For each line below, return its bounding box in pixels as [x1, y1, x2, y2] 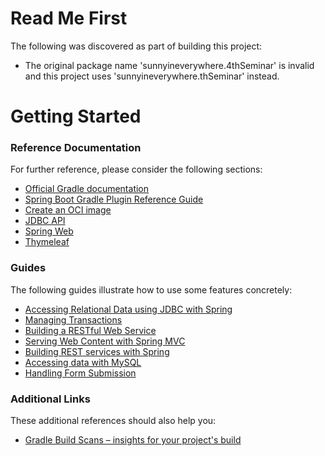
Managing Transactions [24, 313, 123, 326]
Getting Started [10, 105, 142, 128]
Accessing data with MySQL [24, 356, 142, 368]
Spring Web [24, 225, 74, 237]
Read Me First [10, 7, 128, 30]
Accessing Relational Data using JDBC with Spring [24, 303, 233, 315]
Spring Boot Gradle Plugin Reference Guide [24, 193, 204, 206]
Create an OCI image [24, 204, 112, 216]
